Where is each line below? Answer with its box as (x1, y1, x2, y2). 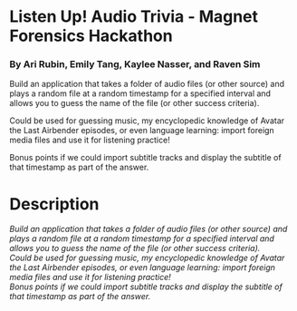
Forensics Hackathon (9, 25, 174, 46)
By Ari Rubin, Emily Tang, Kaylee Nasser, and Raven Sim (9, 58, 261, 71)
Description (9, 193, 100, 214)
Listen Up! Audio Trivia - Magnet (9, 6, 259, 27)
